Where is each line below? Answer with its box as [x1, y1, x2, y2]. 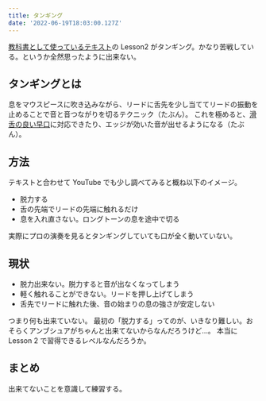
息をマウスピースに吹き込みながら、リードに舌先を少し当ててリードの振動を [8, 100, 259, 110]
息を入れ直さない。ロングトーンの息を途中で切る [19, 214, 180, 224]
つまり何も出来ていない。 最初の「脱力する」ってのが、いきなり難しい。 [8, 315, 246, 326]
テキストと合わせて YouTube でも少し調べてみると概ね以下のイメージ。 [8, 178, 242, 187]
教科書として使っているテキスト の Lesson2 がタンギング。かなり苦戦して [8, 41, 248, 52]
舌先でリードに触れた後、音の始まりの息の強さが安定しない [19, 299, 215, 308]
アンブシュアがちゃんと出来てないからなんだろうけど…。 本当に [29, 326, 238, 335]
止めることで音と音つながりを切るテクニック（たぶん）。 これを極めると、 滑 [8, 110, 256, 119]
